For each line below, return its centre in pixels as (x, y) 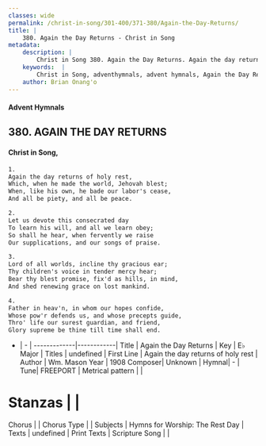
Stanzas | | (44, 403)
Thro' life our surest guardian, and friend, (84, 323)
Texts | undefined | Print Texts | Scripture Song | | (89, 433)
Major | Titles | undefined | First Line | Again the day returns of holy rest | (139, 354)
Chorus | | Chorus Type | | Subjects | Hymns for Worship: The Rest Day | (126, 425)
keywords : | (44, 67)
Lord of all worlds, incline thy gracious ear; (88, 264)
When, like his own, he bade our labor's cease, (90, 191)
